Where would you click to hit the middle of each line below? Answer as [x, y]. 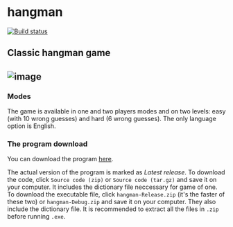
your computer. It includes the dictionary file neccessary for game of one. [112, 187]
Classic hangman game [59, 53]
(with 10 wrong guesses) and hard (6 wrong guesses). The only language [112, 119]
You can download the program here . [60, 159]
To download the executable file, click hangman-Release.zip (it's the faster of [116, 194]
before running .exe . [36, 217]
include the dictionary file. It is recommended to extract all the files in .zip [113, 209]
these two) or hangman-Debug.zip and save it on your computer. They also [112, 202]
